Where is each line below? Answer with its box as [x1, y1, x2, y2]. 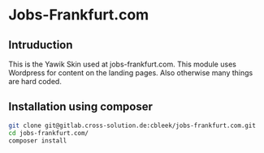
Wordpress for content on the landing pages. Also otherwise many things [8, 68, 253, 78]
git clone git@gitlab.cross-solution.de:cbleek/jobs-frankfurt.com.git [8, 121, 256, 130]
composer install [8, 136, 67, 145]
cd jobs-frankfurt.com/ [8, 129, 89, 137]
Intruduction [8, 38, 73, 52]
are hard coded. [8, 77, 63, 86]
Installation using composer [8, 100, 153, 114]
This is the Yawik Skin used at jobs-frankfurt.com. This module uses [8, 59, 237, 69]
